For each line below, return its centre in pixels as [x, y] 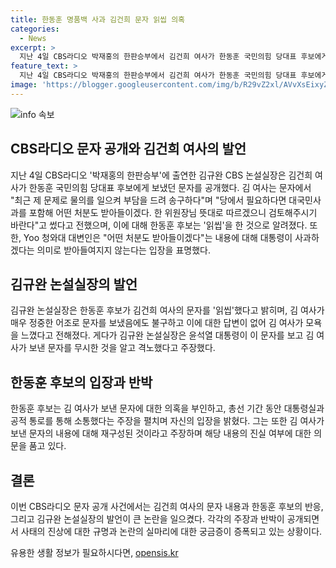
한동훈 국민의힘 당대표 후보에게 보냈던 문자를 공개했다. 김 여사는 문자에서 [170, 187]
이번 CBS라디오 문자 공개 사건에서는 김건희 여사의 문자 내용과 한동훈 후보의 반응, [167, 506]
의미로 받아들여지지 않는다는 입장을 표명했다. [123, 250]
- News [33, 38]
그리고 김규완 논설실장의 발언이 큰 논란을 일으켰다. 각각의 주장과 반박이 [147, 519]
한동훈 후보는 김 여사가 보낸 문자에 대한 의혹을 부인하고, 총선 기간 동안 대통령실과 [167, 408]
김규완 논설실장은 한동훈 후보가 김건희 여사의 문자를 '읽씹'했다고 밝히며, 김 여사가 [167, 310]
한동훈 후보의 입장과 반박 [81, 382]
